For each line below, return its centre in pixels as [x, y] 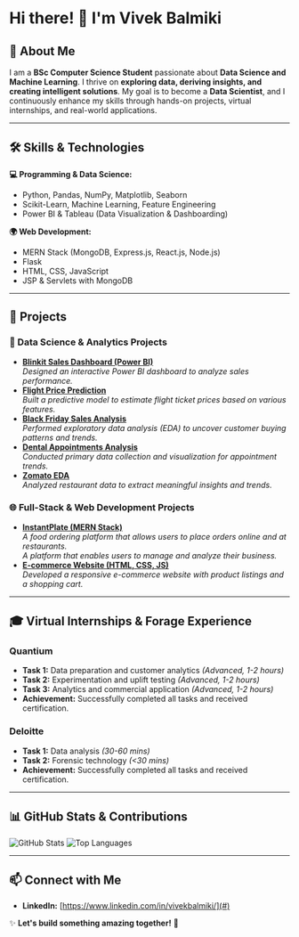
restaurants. [44, 546]
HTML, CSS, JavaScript [65, 271]
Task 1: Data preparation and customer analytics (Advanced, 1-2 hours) [153, 671]
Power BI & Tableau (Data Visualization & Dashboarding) [125, 214]
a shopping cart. [53, 583]
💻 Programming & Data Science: [71, 174]
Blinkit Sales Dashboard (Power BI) [88, 362]
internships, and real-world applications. [83, 110]
